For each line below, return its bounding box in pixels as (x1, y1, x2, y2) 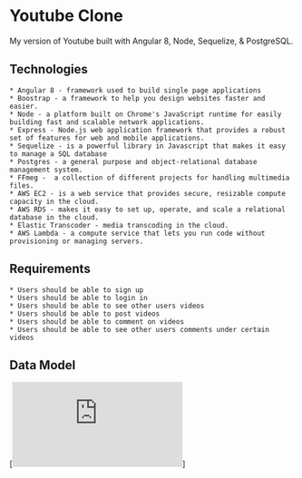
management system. (9, 165, 83, 174)
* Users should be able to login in (9, 293, 148, 302)
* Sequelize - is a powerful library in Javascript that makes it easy (9, 141, 286, 151)
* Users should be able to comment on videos (9, 317, 184, 327)
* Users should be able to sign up (9, 285, 144, 295)
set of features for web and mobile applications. (9, 133, 205, 142)
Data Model (9, 357, 76, 373)
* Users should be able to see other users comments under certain (9, 325, 270, 334)
